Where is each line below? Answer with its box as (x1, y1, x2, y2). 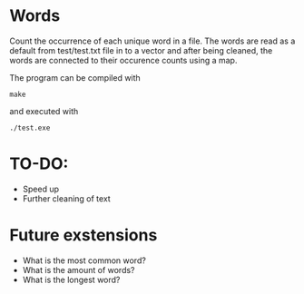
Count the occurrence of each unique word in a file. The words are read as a (9, 35, 296, 46)
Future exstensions (9, 225, 158, 246)
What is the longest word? (22, 274, 121, 285)
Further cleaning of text (22, 192, 111, 204)
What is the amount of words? (22, 264, 135, 275)
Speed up (22, 183, 60, 194)
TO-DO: (9, 153, 69, 174)
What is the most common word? (22, 255, 147, 266)
